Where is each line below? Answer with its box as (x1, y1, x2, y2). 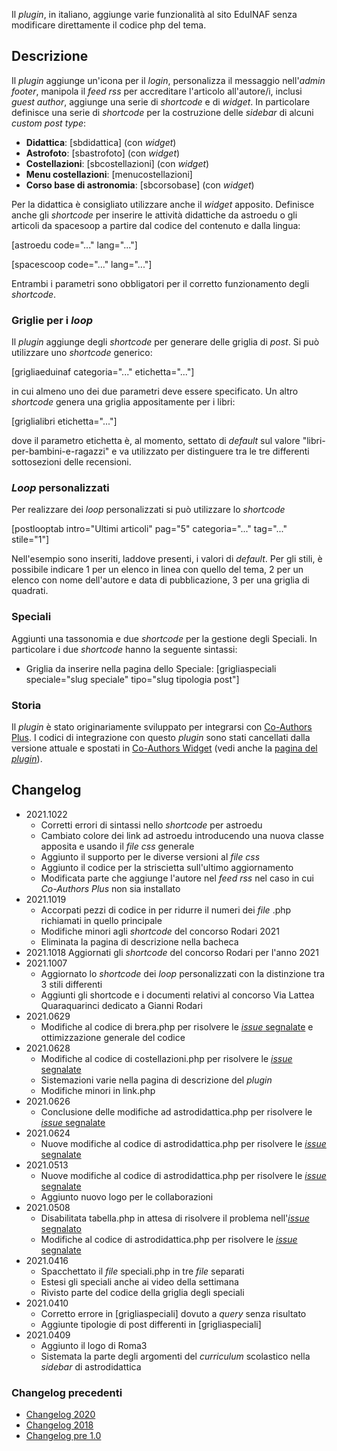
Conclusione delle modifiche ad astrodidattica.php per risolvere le (40, 1105, 313, 1118)
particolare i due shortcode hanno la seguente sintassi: (11, 643, 238, 655)
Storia (11, 698, 42, 712)
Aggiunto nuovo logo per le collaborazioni (40, 1190, 214, 1203)
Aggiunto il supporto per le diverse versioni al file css (40, 850, 261, 863)
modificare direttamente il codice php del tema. (11, 19, 207, 31)
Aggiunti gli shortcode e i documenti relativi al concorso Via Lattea (40, 989, 315, 1001)
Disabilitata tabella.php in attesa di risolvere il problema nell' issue (40, 1212, 310, 1224)
